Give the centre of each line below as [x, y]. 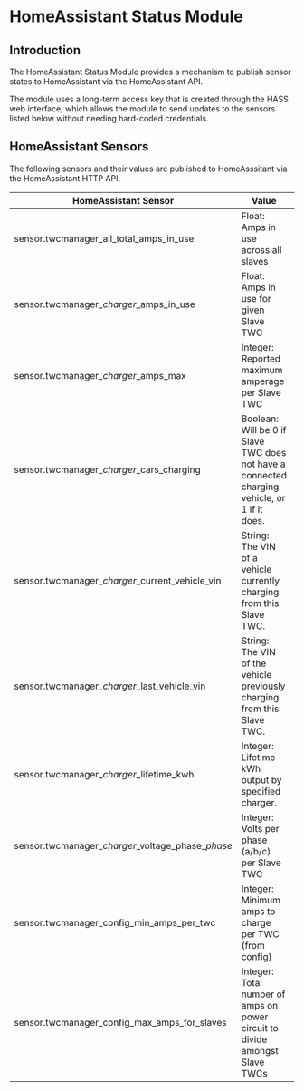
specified [261, 791]
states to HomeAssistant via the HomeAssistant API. [106, 82]
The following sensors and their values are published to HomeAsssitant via [148, 169]
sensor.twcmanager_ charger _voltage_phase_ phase [123, 845]
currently [261, 580]
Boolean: [260, 419]
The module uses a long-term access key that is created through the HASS [149, 99]
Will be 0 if [264, 430]
